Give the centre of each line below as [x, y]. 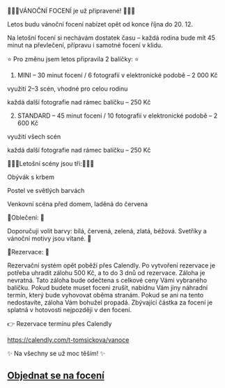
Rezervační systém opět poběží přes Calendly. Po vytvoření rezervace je [111, 265]
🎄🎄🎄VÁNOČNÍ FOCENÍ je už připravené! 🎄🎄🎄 [71, 11]
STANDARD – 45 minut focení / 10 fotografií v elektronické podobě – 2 [117, 116]
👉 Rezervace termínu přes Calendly [60, 324]
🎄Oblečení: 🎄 [26, 217]
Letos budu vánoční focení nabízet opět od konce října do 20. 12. [100, 24]
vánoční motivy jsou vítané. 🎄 [49, 238]
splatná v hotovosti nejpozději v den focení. [70, 310]
